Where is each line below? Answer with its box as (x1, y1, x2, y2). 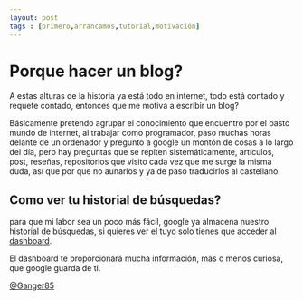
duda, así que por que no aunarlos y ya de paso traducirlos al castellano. (9, 166, 280, 177)
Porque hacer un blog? (9, 61, 184, 82)
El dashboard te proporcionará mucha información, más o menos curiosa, (9, 253, 283, 264)
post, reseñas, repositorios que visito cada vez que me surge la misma (9, 156, 272, 168)
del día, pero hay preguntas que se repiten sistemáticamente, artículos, (9, 147, 274, 158)
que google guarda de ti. (9, 263, 101, 274)
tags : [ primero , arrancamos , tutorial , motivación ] (9, 22, 201, 31)
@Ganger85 (9, 280, 55, 291)
